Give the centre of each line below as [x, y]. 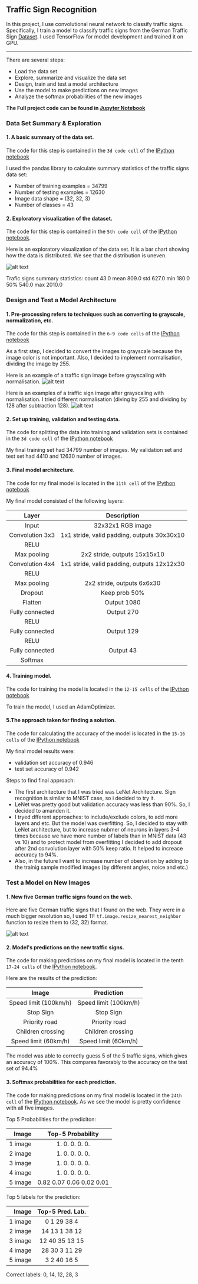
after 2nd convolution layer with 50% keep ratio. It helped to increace [99, 849]
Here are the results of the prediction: [52, 978]
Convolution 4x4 [32, 564]
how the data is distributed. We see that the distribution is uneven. [86, 255]
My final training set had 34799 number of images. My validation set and [94, 450]
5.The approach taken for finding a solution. [61, 720]
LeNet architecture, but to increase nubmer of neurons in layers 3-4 [97, 830]
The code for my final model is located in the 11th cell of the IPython [91, 483]
